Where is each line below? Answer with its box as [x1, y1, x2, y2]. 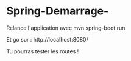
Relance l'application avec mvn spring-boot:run [6, 24, 126, 31]
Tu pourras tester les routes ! [6, 47, 79, 55]
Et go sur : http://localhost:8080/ [6, 36, 88, 43]
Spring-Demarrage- [6, 4, 109, 18]
